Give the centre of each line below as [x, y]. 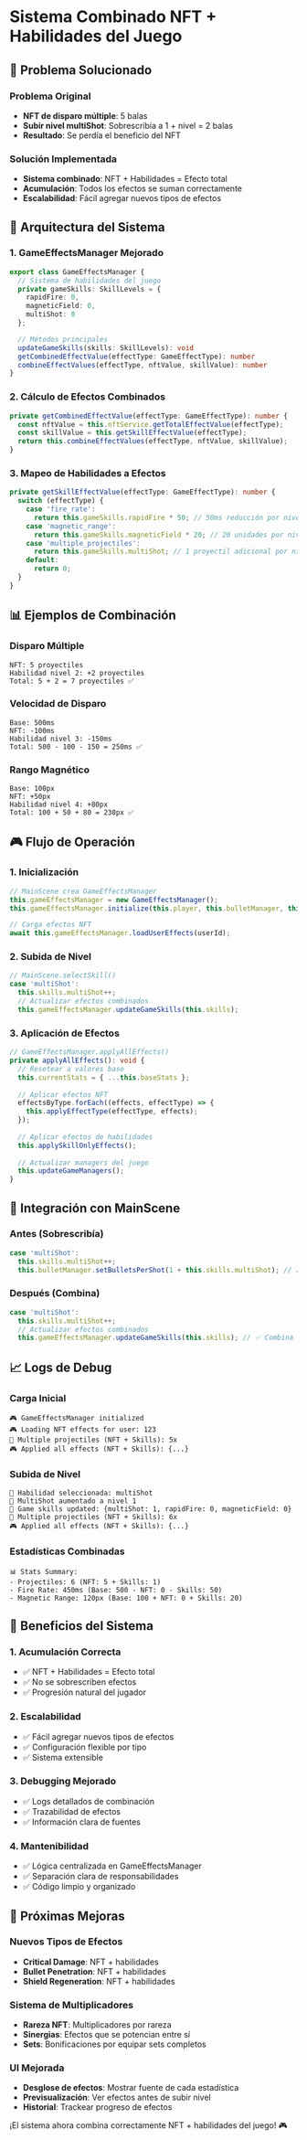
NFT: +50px [30, 797]
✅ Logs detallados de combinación [89, 1801]
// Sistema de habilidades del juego [90, 281]
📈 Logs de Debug [61, 1367]
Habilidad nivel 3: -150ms [61, 739]
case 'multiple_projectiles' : [84, 543]
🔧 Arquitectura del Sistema [87, 227]
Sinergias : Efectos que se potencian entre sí [106, 2035]
